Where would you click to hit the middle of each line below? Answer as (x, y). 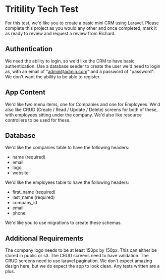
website (20, 173)
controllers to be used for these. (38, 120)
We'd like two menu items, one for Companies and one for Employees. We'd (82, 104)
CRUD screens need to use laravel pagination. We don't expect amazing (79, 261)
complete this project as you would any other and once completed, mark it (81, 28)
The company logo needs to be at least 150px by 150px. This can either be (81, 250)
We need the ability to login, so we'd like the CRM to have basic (70, 61)
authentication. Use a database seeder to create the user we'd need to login (83, 66)
